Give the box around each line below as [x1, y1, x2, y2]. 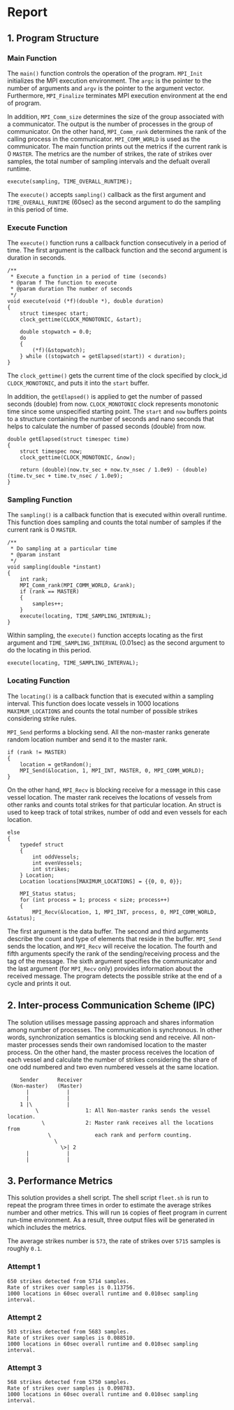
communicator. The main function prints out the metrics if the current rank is [7, 142, 228, 151]
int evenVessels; [32, 859, 82, 866]
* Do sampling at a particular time [10, 545, 117, 552]
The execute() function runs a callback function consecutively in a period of [7, 239, 227, 247]
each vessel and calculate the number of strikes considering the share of [7, 1055, 218, 1064]
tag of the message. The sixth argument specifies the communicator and [7, 957, 217, 965]
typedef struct [20, 841, 64, 848]
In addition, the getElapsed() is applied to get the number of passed [7, 392, 203, 401]
